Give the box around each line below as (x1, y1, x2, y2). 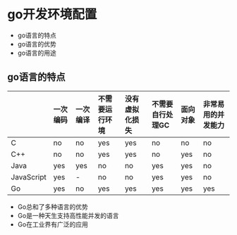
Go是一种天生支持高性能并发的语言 (17, 211, 119, 220)
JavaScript (11, 172, 47, 182)
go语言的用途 (17, 49, 56, 57)
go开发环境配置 (7, 6, 97, 23)
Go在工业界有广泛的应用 (17, 220, 88, 229)
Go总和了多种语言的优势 (17, 202, 88, 211)
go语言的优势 (17, 39, 56, 48)
